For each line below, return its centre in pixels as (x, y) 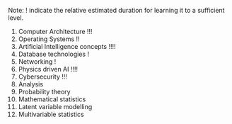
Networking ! (37, 62)
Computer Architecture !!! (55, 32)
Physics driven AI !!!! (48, 69)
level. (16, 18)
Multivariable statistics (51, 114)
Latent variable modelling (55, 107)
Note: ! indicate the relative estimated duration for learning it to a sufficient (116, 10)
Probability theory (44, 92)
